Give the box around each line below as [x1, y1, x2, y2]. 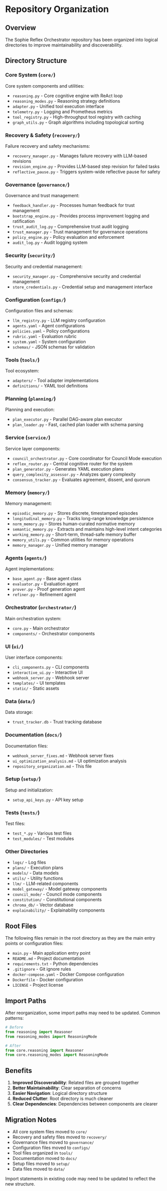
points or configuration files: [5, 940, 63, 947]
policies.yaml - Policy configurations [12, 328, 90, 334]
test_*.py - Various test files [12, 830, 72, 837]
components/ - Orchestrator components [12, 630, 95, 636]
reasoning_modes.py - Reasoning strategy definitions [12, 98, 120, 104]
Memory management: [5, 501, 52, 507]
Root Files [5, 922, 36, 930]
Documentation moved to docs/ [12, 1155, 77, 1161]
